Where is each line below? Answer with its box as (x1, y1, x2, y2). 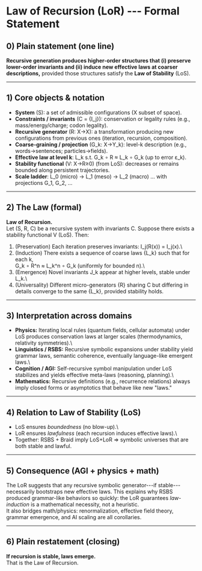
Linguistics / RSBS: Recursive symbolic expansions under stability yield (14, 346, 194, 353)
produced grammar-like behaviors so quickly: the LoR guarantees (6, 495, 169, 502)
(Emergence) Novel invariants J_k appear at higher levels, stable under (14, 268, 191, 275)
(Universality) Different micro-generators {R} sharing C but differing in (14, 281, 189, 289)
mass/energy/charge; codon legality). (14, 122, 108, 129)
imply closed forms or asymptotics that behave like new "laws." (14, 384, 173, 392)
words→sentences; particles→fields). (14, 147, 108, 154)
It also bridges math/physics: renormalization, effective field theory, (6, 507, 174, 514)
